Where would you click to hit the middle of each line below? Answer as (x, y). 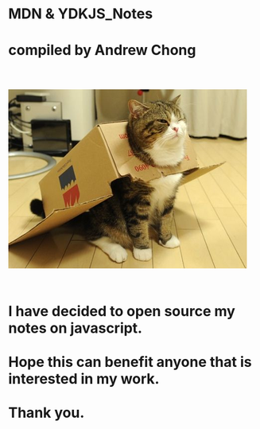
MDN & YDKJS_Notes (81, 14)
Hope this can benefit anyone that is (130, 362)
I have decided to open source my (122, 312)
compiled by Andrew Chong (102, 51)
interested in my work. (84, 379)
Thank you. (47, 413)
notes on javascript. (76, 328)
